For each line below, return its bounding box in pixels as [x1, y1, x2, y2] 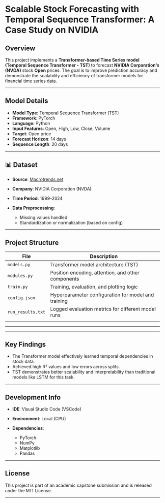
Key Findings [5, 340, 46, 348]
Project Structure [5, 239, 59, 247]
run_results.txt [7, 309, 46, 315]
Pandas [19, 450, 35, 456]
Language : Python [12, 120, 50, 126]
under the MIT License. [5, 487, 53, 493]
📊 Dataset [5, 161, 38, 169]
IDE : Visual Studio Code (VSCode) [12, 406, 82, 412]
